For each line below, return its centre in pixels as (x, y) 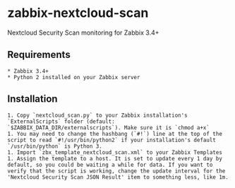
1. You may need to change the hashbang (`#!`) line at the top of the (115, 134)
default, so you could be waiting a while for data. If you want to (110, 165)
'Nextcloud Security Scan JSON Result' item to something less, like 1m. (118, 177)
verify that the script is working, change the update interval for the (116, 171)
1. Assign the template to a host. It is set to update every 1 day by (115, 158)
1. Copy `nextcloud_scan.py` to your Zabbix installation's (98, 115)
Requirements (39, 55)
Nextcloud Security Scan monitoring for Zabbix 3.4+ (83, 33)
